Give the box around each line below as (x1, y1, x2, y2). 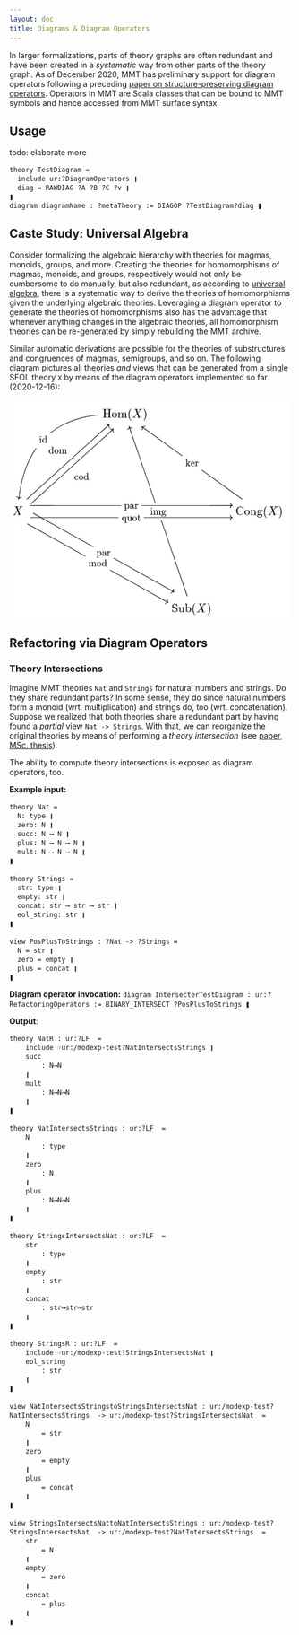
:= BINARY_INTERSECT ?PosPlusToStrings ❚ (93, 1001, 251, 1010)
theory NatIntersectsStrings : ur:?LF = (9, 1124, 167, 1133)
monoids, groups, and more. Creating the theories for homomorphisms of (9, 259, 280, 270)
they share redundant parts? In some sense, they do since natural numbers (9, 692, 286, 704)
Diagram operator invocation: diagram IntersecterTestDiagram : (9, 989, 252, 1000)
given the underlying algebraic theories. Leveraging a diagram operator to (9, 297, 282, 309)
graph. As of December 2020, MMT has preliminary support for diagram (9, 68, 276, 80)
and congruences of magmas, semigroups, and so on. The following (9, 353, 261, 363)
